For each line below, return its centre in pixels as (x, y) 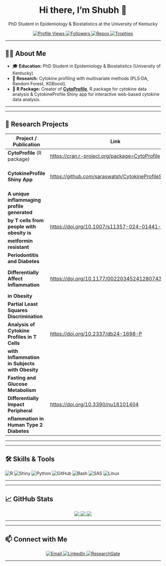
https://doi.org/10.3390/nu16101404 (95, 404)
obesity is (20, 232)
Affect (15, 279)
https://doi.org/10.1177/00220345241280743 (106, 279)
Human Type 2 (25, 425)
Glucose (18, 384)
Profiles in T (22, 337)
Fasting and (22, 378)
